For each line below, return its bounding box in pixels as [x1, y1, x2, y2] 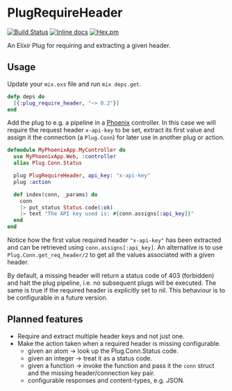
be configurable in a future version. [7, 293, 108, 302]
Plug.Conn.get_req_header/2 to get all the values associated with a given [7, 251, 215, 259]
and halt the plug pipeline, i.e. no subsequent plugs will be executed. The [7, 279, 217, 287]
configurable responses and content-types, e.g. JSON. [27, 376, 185, 384]
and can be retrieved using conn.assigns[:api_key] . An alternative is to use [7, 243, 224, 251]
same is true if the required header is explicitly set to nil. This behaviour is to [7, 286, 226, 294]
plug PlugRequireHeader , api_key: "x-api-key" [13, 172, 151, 179]
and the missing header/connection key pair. [27, 369, 155, 377]
